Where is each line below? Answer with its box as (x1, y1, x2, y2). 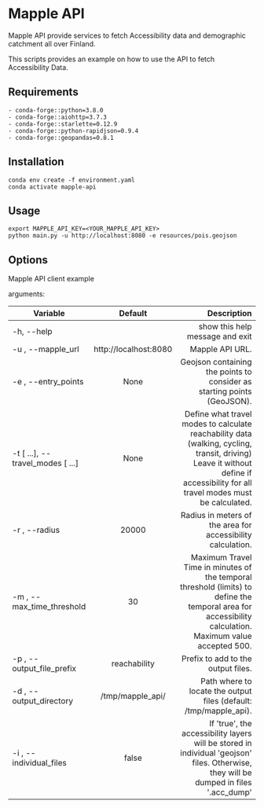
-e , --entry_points (12, 376, 84, 387)
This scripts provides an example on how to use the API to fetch (8, 54, 215, 64)
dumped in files (195, 777, 252, 788)
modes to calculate (181, 418, 252, 429)
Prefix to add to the (181, 653, 252, 664)
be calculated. (200, 497, 252, 508)
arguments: (8, 289, 46, 299)
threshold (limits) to (180, 582, 252, 593)
